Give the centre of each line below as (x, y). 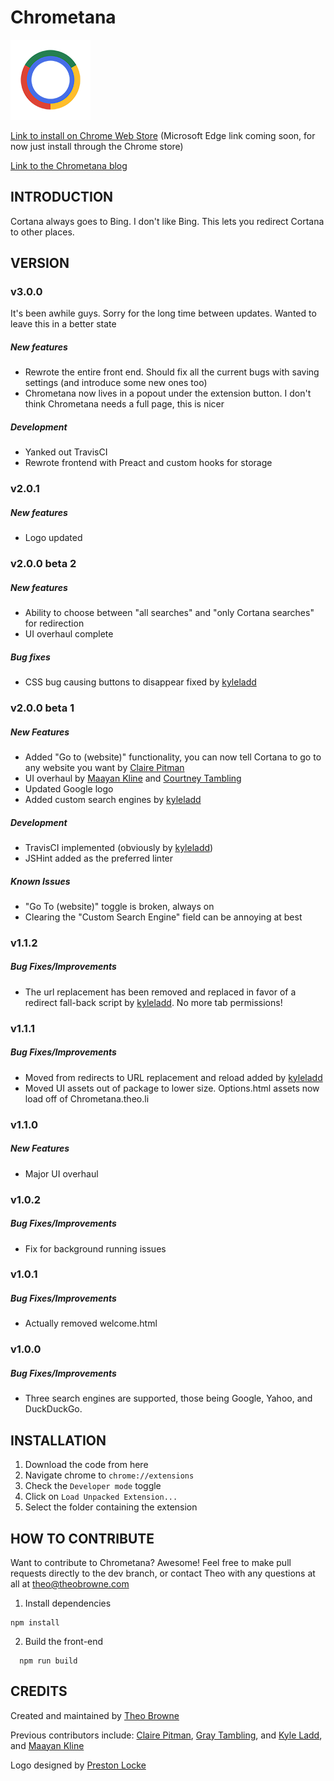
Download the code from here (86, 1465)
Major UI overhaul (61, 1173)
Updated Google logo (69, 789)
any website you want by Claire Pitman (104, 768)
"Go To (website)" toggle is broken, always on (119, 906)
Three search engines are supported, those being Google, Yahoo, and (168, 1398)
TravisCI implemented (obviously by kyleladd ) (119, 847)
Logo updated (53, 538)
